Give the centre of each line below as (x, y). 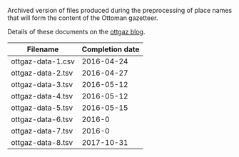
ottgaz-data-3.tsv (42, 85)
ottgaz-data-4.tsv (42, 96)
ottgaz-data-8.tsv (42, 142)
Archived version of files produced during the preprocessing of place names (120, 10)
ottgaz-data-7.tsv (42, 131)
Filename (43, 49)
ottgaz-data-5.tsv (42, 108)
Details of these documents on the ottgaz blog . (76, 32)
